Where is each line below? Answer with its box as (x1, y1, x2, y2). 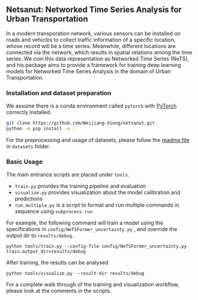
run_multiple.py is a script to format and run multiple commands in (14, 201, 180, 209)
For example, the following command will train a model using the (6, 219, 164, 226)
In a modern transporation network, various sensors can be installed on (6, 30, 181, 37)
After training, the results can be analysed (6, 259, 108, 266)
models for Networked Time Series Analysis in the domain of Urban (6, 68, 171, 75)
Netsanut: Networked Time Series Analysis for (6, 5, 182, 15)
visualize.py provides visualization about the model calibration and (14, 189, 181, 196)
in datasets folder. (6, 143, 50, 150)
